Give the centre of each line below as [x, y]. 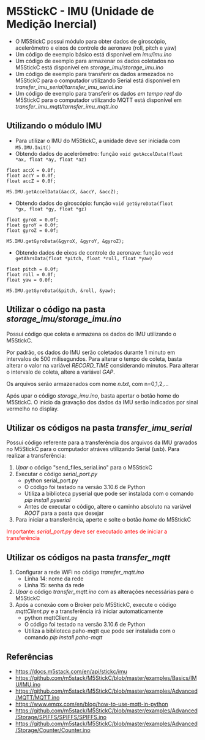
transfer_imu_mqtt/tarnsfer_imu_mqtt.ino [66, 106]
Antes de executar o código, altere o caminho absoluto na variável [108, 507]
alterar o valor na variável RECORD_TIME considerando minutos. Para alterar [102, 365]
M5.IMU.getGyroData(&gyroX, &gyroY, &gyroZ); [65, 241]
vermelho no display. [33, 409]
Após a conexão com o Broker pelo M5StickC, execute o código [96, 605]
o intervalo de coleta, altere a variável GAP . [61, 372]
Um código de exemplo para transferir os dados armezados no [94, 74]
